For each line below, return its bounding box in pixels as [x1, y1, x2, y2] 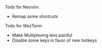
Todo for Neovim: [5, 4, 40, 10]
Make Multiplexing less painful [12, 32, 73, 38]
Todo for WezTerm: [5, 23, 43, 29]
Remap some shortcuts [12, 14, 58, 19]
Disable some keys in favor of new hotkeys [12, 37, 97, 43]
